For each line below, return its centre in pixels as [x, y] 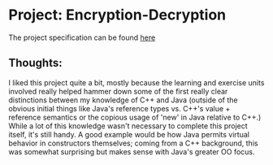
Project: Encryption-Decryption [117, 15]
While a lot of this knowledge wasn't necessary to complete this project [128, 126]
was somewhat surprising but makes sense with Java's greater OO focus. [132, 151]
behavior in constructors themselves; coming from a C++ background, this [133, 143]
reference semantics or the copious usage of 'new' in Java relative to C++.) [135, 117]
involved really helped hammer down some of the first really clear [118, 91]
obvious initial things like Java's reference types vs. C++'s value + [119, 108]
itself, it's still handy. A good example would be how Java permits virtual [129, 134]
